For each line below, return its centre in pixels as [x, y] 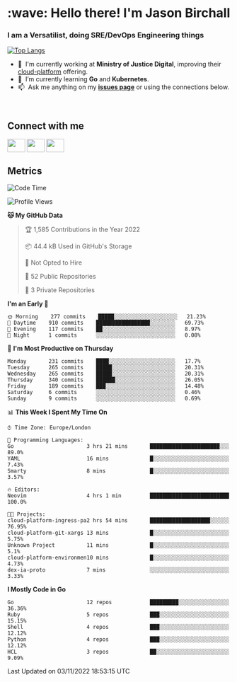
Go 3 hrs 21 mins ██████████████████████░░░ [118, 446]
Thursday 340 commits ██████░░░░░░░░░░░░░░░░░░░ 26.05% [105, 380]
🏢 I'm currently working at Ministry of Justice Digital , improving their [119, 64]
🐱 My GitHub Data [35, 215]
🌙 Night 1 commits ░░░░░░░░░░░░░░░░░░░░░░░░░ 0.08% [104, 335]
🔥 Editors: [24, 490]
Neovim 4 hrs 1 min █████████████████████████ [118, 496]
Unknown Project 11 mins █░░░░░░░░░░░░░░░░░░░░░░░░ [118, 545]
